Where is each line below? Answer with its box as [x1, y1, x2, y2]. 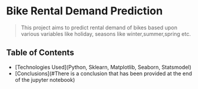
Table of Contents [6, 48, 75, 58]
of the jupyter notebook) [14, 76, 75, 83]
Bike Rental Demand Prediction [6, 4, 163, 18]
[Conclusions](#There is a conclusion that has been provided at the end [14, 70, 193, 77]
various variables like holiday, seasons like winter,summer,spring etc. [20, 30, 191, 37]
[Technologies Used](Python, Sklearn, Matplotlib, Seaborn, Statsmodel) [14, 63, 191, 70]
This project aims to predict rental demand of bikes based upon [20, 24, 178, 31]
